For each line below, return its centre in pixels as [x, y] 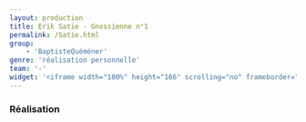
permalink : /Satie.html [55, 35]
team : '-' [28, 69]
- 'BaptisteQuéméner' [66, 52]
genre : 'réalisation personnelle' [75, 60]
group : [22, 43]
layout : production [46, 18]
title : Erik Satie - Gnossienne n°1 [79, 26]
